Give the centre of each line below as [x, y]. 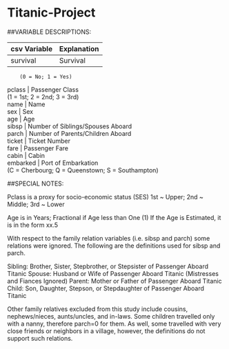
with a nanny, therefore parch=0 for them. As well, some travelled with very [114, 323]
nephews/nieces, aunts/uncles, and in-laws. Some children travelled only [111, 316]
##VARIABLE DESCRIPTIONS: [49, 32]
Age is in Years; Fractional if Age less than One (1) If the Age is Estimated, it [114, 217]
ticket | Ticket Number [39, 141]
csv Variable [32, 48]
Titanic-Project [51, 13]
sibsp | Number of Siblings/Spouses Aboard [70, 126]
